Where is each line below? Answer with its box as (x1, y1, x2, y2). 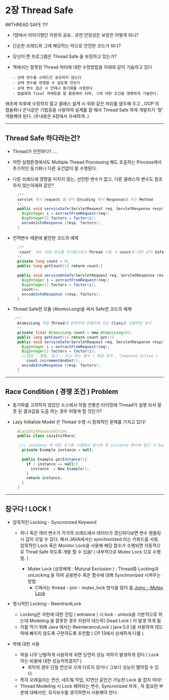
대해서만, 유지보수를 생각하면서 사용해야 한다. (29, 689, 118, 695)
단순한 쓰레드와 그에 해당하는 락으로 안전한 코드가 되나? (12, 42, 121, 48)
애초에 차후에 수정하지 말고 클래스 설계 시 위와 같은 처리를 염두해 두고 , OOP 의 (5, 100, 159, 106)
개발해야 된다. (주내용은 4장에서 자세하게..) (5, 113, 90, 119)
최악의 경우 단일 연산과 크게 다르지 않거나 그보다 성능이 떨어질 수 (27, 664, 154, 670)
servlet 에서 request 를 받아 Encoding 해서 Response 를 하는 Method (17, 197, 153, 202)
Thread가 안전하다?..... (12, 148, 58, 154)
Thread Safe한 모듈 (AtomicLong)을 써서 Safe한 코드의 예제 (12, 306, 132, 312)
